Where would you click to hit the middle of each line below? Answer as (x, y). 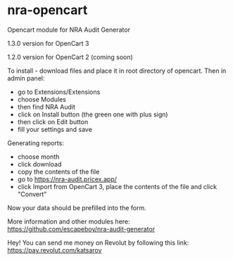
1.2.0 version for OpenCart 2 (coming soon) (70, 57)
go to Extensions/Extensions (59, 92)
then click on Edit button (53, 121)
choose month (38, 157)
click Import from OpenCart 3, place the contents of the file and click (117, 186)
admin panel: (26, 78)
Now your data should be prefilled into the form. (77, 207)
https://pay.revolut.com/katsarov (55, 250)
